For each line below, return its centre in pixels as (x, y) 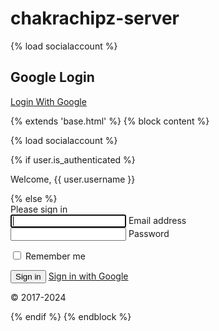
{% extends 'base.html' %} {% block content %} (110, 121)
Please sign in (39, 209)
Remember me (55, 256)
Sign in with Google (88, 276)
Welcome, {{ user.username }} (73, 179)
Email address (157, 220)
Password (149, 233)
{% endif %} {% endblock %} (71, 316)
